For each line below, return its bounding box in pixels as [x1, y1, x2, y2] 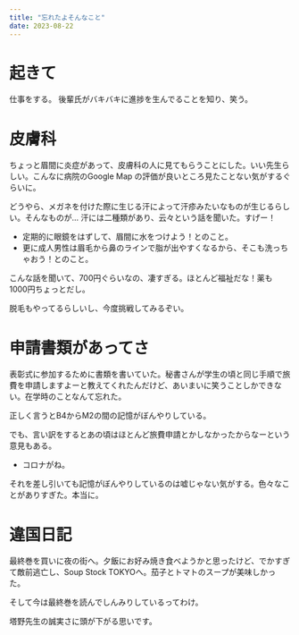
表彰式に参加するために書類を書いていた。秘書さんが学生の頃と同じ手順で [9, 368, 283, 380]
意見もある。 [9, 440, 56, 452]
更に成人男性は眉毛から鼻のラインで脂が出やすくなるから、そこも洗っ [21, 242, 281, 253]
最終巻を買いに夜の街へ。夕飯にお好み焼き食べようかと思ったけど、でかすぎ [9, 555, 291, 566]
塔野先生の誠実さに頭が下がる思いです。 [9, 616, 158, 627]
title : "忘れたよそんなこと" [9, 13, 105, 22]
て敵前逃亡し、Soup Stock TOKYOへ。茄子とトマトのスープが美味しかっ [9, 567, 277, 578]
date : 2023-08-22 [9, 21, 74, 30]
